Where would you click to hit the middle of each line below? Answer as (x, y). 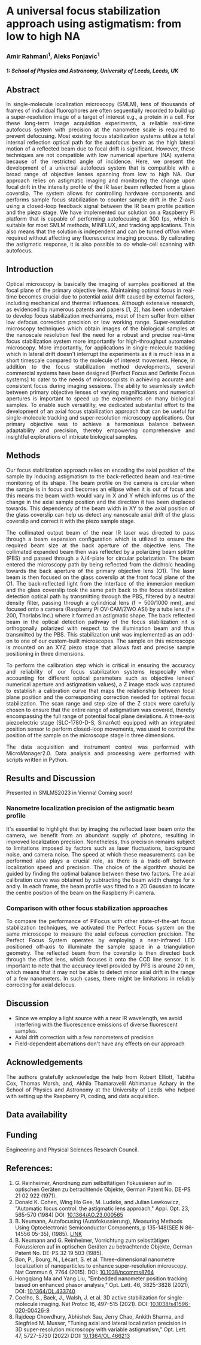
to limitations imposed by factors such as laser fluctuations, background (100, 848)
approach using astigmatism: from (94, 24)
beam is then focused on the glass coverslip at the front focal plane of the (100, 577)
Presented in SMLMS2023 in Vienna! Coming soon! (69, 793)
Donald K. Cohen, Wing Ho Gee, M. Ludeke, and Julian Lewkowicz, (98, 1202)
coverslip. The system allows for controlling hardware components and (100, 193)
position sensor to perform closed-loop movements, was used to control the (100, 729)
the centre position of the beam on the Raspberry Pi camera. (81, 892)
